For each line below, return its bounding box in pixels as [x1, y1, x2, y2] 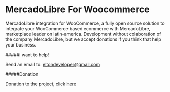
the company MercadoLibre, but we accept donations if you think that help [5, 36, 161, 42]
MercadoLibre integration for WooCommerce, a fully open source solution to [5, 20, 165, 26]
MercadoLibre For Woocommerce [5, 4, 150, 15]
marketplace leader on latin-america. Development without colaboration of [5, 31, 161, 37]
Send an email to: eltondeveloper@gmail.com [5, 61, 100, 67]
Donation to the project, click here [5, 81, 77, 87]
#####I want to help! [5, 52, 49, 58]
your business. [5, 41, 37, 48]
